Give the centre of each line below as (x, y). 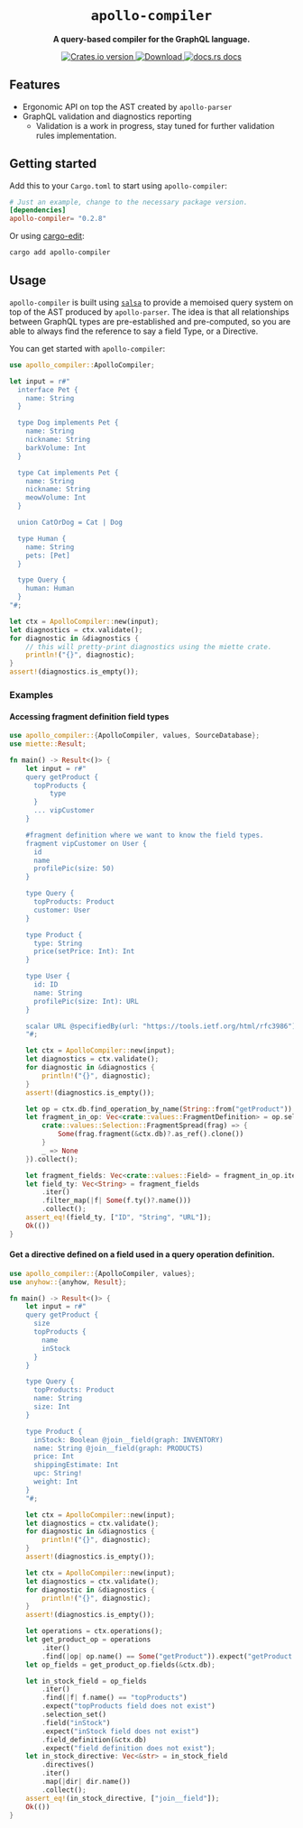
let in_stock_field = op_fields (86, 1681)
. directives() (68, 1765)
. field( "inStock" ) (76, 1722)
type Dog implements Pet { (68, 423)
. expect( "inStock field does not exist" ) (121, 1731)
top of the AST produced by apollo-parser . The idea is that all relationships (150, 312)
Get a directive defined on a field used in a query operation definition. (142, 1254)
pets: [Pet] (48, 556)
